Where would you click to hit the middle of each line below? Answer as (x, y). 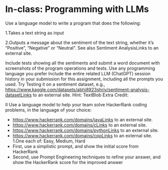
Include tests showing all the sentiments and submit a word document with (82, 63)
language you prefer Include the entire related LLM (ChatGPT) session (78, 73)
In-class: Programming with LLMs (77, 9)
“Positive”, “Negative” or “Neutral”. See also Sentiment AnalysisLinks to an (82, 48)
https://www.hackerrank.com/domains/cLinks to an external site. (80, 125)
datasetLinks (18, 95)
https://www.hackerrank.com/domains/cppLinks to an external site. (82, 135)
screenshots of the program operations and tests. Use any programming (80, 68)
